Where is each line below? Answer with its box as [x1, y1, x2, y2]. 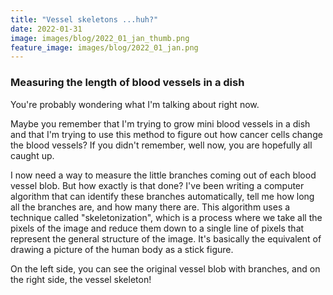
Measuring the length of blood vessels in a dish [10, 76, 245, 90]
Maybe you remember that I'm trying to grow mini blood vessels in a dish [10, 117, 311, 130]
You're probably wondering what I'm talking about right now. [10, 98, 260, 110]
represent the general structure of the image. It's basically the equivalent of [10, 232, 322, 245]
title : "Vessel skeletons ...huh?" [10, 14, 159, 25]
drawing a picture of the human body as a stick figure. [10, 243, 234, 255]
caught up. [10, 149, 55, 161]
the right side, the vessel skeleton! [10, 273, 152, 285]
